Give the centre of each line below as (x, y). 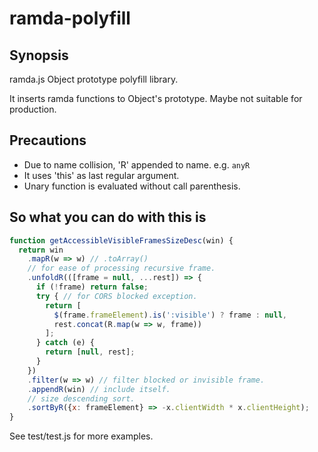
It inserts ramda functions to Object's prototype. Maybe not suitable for (156, 98)
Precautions (48, 140)
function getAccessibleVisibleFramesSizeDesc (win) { (121, 240)
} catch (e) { (65, 343)
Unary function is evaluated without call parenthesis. (132, 186)
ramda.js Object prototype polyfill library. (94, 79)
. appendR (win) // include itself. (99, 389)
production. (33, 109)
